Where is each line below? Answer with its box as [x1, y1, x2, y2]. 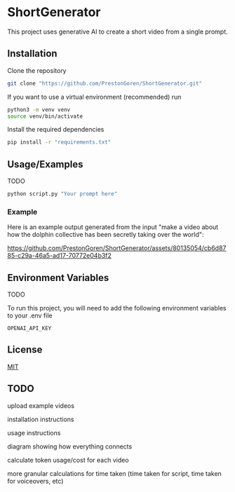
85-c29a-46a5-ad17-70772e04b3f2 [7, 252, 112, 260]
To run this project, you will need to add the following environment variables [7, 304, 227, 313]
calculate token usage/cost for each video [7, 456, 129, 464]
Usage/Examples [7, 158, 83, 170]
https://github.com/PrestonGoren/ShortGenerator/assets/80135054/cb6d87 [7, 244, 227, 252]
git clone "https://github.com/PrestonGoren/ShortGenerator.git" [7, 80, 202, 87]
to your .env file [7, 311, 53, 320]
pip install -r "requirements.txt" [7, 139, 112, 146]
